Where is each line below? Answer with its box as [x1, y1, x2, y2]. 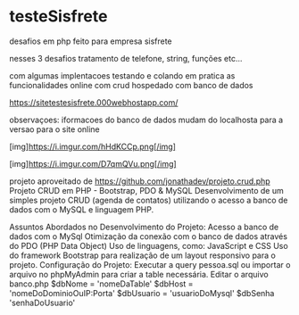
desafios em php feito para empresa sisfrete [9, 36, 172, 46]
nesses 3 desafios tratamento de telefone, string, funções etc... [9, 53, 243, 63]
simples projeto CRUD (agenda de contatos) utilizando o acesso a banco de [9, 195, 288, 205]
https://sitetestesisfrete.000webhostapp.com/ [9, 96, 179, 108]
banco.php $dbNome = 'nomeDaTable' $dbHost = [9, 278, 194, 289]
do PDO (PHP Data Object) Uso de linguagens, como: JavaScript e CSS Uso [9, 240, 288, 251]
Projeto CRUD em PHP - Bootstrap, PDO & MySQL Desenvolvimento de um [9, 185, 284, 195]
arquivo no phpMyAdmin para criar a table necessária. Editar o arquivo [9, 269, 270, 279]
